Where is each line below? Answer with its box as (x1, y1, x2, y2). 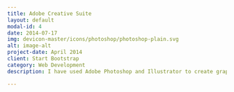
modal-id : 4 (7, 23, 42, 30)
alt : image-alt (7, 42, 52, 49)
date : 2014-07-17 (7, 29, 58, 37)
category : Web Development (7, 62, 86, 68)
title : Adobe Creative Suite (7, 10, 92, 17)
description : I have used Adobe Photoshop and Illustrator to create (7, 68, 214, 75)
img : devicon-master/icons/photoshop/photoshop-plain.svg (7, 36, 179, 43)
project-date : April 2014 (7, 49, 82, 56)
